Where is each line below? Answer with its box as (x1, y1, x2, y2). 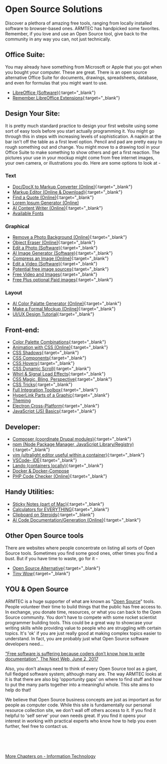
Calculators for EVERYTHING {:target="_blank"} (12, 506, 110, 512)
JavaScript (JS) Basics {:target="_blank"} (12, 408, 97, 414)
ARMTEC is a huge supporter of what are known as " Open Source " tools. (5, 598, 156, 604)
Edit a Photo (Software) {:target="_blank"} (12, 245, 98, 251)
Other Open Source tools (5, 532, 84, 540)
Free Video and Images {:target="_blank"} (12, 271, 98, 277)
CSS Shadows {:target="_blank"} (12, 349, 79, 356)
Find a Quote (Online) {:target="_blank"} (12, 194, 94, 200)
